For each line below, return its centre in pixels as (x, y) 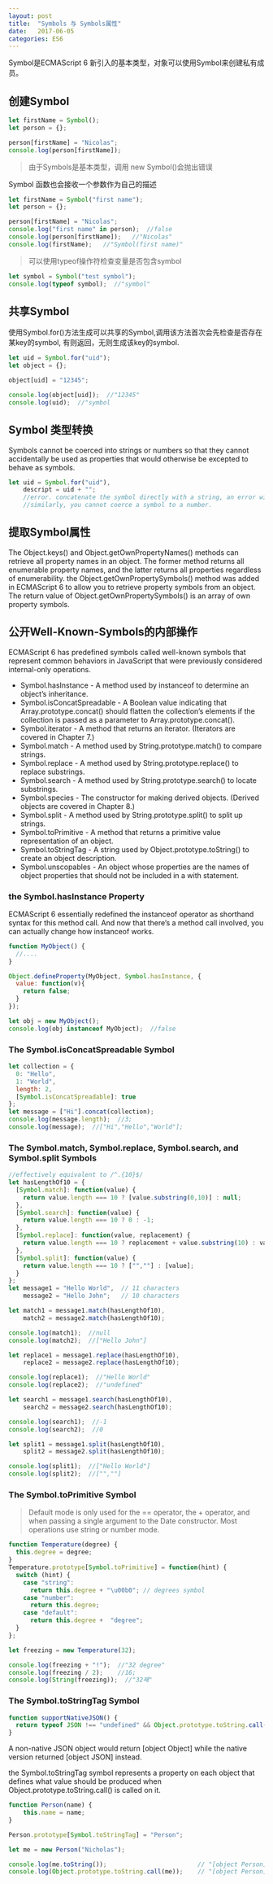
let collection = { (41, 1067)
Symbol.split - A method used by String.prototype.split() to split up (132, 815)
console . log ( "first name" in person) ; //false (91, 229)
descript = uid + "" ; (59, 490)
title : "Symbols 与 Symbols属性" (65, 24)
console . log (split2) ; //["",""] (65, 1474)
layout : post (30, 16)
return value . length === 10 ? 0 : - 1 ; (89, 1220)
